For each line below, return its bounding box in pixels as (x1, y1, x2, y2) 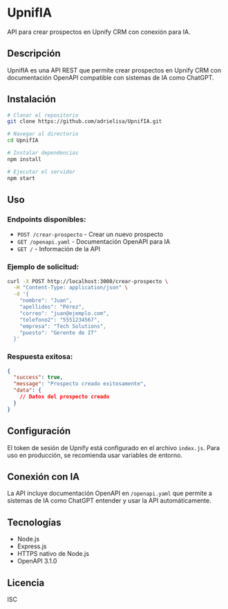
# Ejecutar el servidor (7, 168, 76, 175)
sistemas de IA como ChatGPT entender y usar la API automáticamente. (7, 496, 212, 505)
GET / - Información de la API (17, 245, 100, 253)
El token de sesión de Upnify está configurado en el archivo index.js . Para (7, 443, 220, 452)
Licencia (7, 577, 45, 588)
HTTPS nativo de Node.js (17, 550, 90, 558)
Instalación (7, 93, 57, 105)
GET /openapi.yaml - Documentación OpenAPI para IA (17, 238, 171, 246)
